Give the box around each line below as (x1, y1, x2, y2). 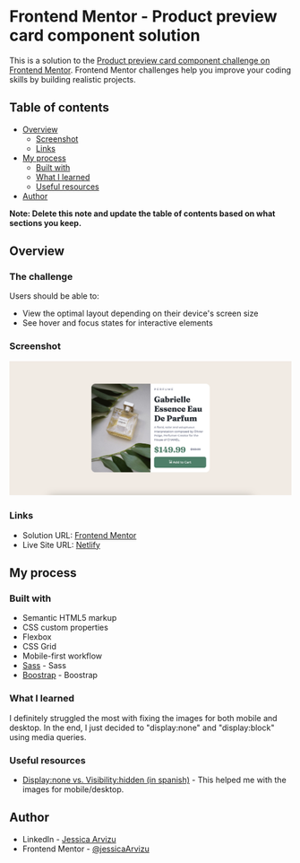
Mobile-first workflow (21, 650, 103, 661)
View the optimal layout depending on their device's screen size (21, 308, 259, 319)
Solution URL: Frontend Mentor (21, 529, 137, 540)
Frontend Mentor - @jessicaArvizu (21, 843, 150, 854)
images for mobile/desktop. (21, 784, 124, 795)
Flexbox (21, 632, 52, 642)
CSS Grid (21, 641, 56, 652)
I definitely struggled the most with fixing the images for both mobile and (9, 712, 278, 723)
